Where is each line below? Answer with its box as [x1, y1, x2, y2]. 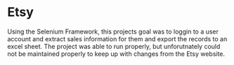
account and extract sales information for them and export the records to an [7, 34, 228, 43]
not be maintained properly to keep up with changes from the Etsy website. [7, 50, 226, 58]
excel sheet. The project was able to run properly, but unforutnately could [7, 42, 221, 50]
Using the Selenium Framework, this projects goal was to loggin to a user [7, 27, 219, 36]
